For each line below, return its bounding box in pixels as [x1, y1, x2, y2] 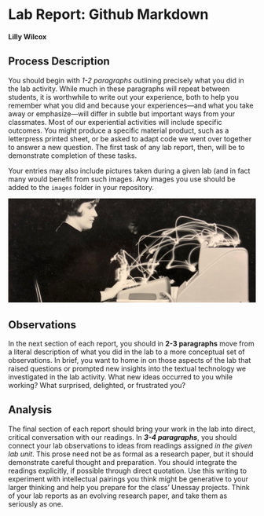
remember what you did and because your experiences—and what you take [8, 101, 254, 110]
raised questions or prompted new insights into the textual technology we [8, 364, 246, 374]
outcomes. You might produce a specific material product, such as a [8, 126, 229, 135]
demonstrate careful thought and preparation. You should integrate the [8, 457, 237, 467]
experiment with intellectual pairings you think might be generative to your [8, 474, 249, 484]
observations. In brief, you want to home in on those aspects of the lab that [8, 356, 251, 365]
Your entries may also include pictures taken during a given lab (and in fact [8, 166, 251, 175]
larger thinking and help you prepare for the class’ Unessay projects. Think [8, 482, 250, 492]
